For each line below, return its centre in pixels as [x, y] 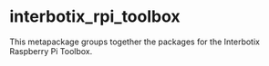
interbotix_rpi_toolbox [95, 17]
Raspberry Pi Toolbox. [51, 51]
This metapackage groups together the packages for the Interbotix [134, 42]
